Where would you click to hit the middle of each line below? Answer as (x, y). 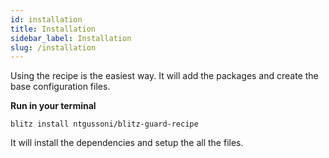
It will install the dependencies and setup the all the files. (127, 143)
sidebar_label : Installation (71, 38)
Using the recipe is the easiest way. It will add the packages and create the (164, 76)
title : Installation (53, 29)
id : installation (46, 19)
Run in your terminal (53, 106)
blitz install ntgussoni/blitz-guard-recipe (104, 124)
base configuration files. (60, 87)
